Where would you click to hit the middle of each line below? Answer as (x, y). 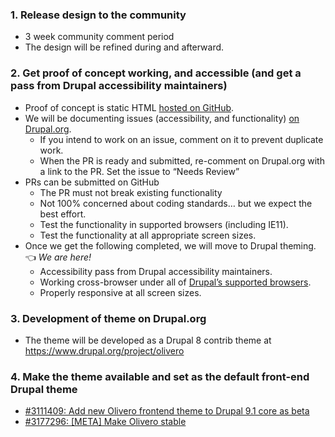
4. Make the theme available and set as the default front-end (160, 376)
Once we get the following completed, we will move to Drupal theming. (170, 245)
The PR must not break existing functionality (131, 192)
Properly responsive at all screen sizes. (120, 292)
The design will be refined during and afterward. (124, 47)
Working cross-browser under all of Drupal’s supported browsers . (175, 282)
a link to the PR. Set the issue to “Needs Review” (139, 171)
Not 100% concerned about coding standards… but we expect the (176, 203)
